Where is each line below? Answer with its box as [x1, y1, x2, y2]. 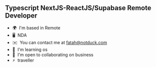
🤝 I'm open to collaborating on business [12, 51, 94, 58]
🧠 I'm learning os [12, 46, 48, 52]
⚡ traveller [12, 57, 34, 63]
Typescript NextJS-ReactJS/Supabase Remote [5, 4, 152, 12]
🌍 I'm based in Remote [12, 24, 61, 31]
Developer [5, 12, 38, 20]
